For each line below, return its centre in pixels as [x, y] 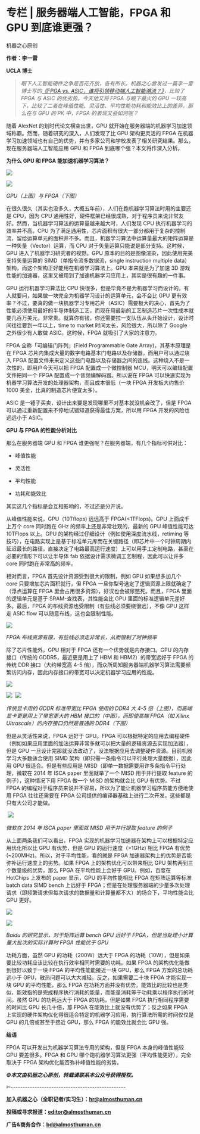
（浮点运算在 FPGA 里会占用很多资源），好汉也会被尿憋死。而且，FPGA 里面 [99, 591]
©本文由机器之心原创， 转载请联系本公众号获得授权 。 [71, 1075]
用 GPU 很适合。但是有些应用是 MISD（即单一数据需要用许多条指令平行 [94, 765]
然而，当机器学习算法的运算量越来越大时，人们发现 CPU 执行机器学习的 [104, 223]
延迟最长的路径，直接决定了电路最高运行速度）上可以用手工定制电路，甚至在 [100, 549]
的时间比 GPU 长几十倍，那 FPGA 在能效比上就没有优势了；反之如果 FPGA [97, 1007]
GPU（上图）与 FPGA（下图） [43, 195]
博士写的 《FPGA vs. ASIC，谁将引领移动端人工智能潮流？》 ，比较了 [103, 91]
